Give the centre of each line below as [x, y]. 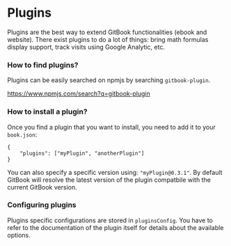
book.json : [22, 134]
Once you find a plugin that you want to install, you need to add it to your [111, 127]
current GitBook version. [42, 187]
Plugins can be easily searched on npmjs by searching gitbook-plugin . [109, 80]
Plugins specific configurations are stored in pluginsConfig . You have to [110, 220]
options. [19, 235]
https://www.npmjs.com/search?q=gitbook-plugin [79, 94]
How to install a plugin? [48, 112]
